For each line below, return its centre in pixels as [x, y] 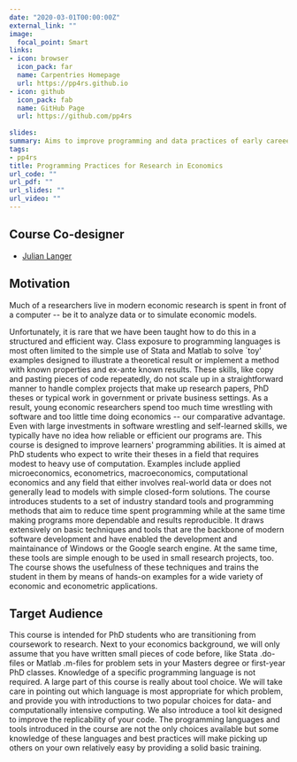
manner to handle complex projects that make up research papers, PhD [139, 388]
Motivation [40, 284]
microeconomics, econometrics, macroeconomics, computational [129, 473]
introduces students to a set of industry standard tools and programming [141, 501]
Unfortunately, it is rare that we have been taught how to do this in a [133, 331]
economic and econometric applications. [84, 586]
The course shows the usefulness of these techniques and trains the [134, 567]
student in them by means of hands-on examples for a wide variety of [136, 576]
